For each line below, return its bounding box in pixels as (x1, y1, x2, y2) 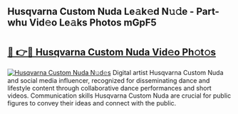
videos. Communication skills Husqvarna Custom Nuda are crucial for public (7, 91, 232, 100)
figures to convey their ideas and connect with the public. (7, 99, 177, 107)
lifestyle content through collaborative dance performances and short (7, 84, 212, 92)
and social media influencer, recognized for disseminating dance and (7, 76, 210, 84)
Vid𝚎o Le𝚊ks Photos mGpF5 (29, 17, 157, 29)
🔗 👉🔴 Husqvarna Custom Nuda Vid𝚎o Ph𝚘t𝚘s (7, 46, 216, 58)
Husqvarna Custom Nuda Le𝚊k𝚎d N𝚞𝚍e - (7, 6, 195, 18)
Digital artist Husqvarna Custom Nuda (113, 69, 224, 76)
